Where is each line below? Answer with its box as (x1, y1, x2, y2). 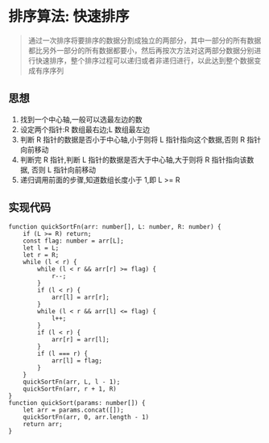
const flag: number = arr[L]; (23, 237, 125, 245)
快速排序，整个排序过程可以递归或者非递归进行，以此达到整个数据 (35, 56, 255, 65)
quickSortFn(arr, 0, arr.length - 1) (23, 412, 150, 421)
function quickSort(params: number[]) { (8, 399, 147, 407)
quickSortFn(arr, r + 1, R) (23, 384, 117, 393)
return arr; (23, 420, 63, 428)
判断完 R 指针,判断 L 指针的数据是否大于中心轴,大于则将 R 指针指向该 (19, 155, 247, 164)
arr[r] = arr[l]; (51, 335, 110, 343)
